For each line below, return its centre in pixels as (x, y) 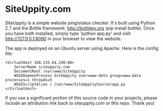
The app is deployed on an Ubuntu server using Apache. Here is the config (82, 48)
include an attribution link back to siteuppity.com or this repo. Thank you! (80, 103)
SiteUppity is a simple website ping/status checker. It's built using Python (80, 23)
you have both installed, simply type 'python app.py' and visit (68, 33)
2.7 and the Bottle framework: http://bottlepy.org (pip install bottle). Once (80, 28)
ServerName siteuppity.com (42, 67)
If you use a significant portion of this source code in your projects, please (81, 98)
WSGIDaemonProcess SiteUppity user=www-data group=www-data (78, 75)
